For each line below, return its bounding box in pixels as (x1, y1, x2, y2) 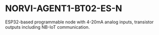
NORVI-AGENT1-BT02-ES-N (5, 3, 122, 14)
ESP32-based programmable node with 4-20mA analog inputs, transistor (5, 19, 154, 25)
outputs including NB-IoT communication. (5, 24, 90, 30)
